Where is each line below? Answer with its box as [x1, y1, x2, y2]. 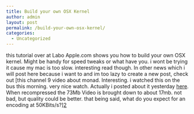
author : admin [6, 14, 41, 20]
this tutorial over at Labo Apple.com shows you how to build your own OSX [6, 52, 186, 58]
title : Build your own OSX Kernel [6, 8, 90, 15]
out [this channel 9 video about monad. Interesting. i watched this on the [6, 77, 181, 84]
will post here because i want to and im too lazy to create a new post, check [6, 71, 188, 77]
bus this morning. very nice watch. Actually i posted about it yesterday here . [6, 83, 189, 89]
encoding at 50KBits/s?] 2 [6, 102, 67, 108]
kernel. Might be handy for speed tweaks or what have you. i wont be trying [6, 58, 188, 65]
